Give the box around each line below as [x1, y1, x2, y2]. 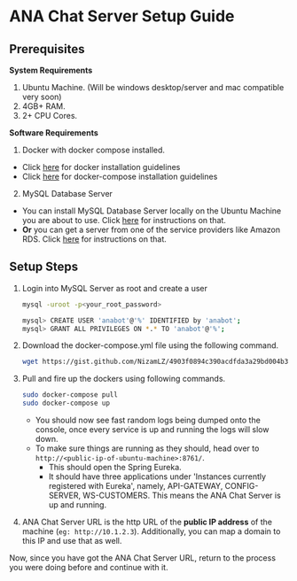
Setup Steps [9, 260, 78, 275]
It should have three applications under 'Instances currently [48, 471, 267, 482]
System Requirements [9, 65, 93, 75]
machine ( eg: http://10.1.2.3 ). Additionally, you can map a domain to [21, 526, 281, 537]
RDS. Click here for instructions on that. [21, 234, 167, 244]
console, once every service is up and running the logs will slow [35, 424, 270, 435]
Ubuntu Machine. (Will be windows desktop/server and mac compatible [21, 82, 285, 92]
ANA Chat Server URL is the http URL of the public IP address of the [21, 516, 273, 528]
